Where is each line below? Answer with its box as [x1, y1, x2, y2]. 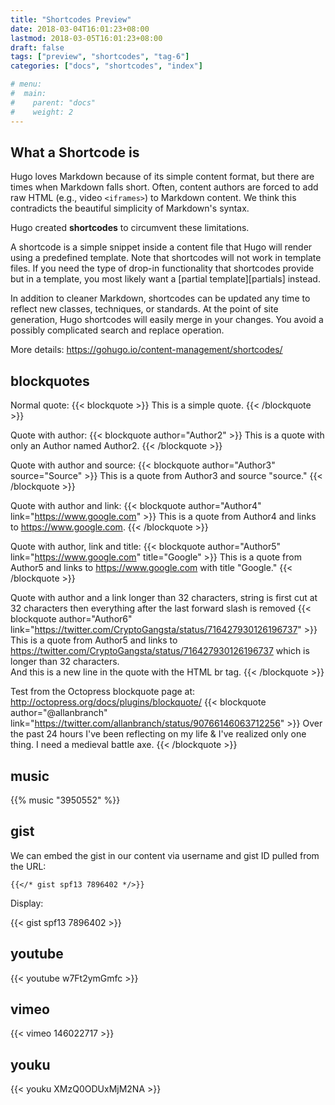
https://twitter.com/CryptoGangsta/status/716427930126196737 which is [10, 645, 310, 657]
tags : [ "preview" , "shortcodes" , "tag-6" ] [10, 52, 190, 62]
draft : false [10, 42, 65, 53]
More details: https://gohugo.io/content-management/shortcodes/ [10, 344, 283, 356]
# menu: [10, 79, 43, 90]
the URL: [10, 860, 47, 872]
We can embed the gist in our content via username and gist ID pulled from [10, 849, 320, 861]
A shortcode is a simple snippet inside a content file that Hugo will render [10, 241, 313, 253]
